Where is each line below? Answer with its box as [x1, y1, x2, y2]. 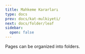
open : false [9, 30, 35, 35]
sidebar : [5, 26, 23, 30]
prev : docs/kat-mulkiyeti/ [5, 16, 61, 21]
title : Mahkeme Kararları [5, 7, 58, 12]
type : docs [5, 12, 28, 17]
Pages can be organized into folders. [5, 44, 80, 49]
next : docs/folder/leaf [5, 21, 54, 26]
